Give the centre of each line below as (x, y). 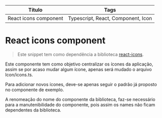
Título (35, 10)
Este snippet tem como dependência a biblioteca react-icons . (81, 54)
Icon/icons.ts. (19, 74)
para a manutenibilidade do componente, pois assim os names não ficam (80, 104)
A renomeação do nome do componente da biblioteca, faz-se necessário (80, 99)
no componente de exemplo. (35, 89)
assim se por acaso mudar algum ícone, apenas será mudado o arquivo (79, 69)
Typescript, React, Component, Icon (110, 18)
